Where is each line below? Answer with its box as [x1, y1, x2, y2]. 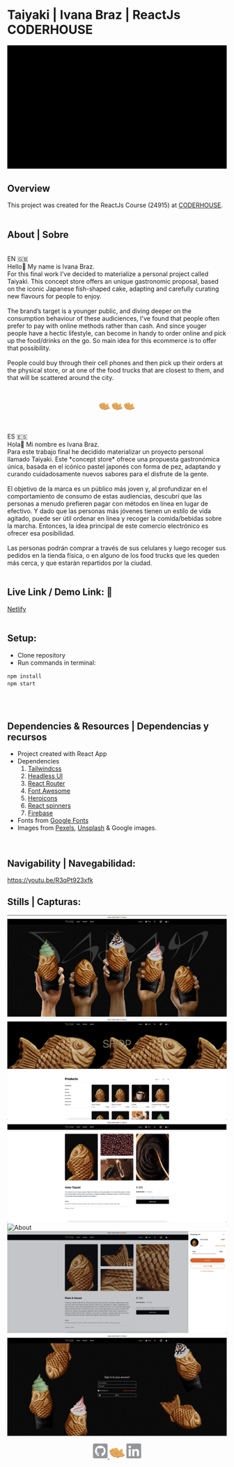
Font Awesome [27, 786, 71, 795]
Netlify [7, 605, 26, 613]
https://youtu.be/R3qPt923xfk [7, 876, 93, 885]
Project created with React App [17, 750, 107, 758]
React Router [27, 780, 65, 788]
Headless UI [27, 772, 63, 780]
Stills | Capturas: [7, 896, 81, 908]
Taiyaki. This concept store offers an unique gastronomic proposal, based [7, 278, 219, 286]
